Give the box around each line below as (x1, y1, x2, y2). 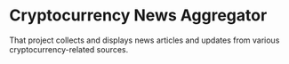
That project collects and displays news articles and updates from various (9, 35, 280, 45)
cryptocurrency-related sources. (9, 44, 129, 54)
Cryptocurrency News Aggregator (9, 5, 268, 26)
